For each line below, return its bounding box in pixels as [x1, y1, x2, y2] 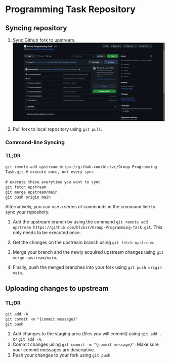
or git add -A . [12, 336, 43, 342]
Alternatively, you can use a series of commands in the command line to [5, 203, 156, 209]
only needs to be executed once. [12, 229, 81, 236]
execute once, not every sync [30, 169, 94, 174]
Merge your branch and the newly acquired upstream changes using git [12, 249, 164, 255]
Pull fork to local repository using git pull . [12, 126, 103, 132]
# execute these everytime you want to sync [5, 179, 101, 185]
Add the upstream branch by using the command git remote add [12, 218, 148, 224]
